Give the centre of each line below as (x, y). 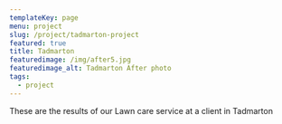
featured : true (38, 43)
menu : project (36, 26)
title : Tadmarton (42, 52)
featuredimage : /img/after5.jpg (70, 60)
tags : (19, 77)
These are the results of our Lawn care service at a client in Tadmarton (141, 110)
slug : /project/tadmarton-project (75, 34)
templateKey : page (44, 18)
